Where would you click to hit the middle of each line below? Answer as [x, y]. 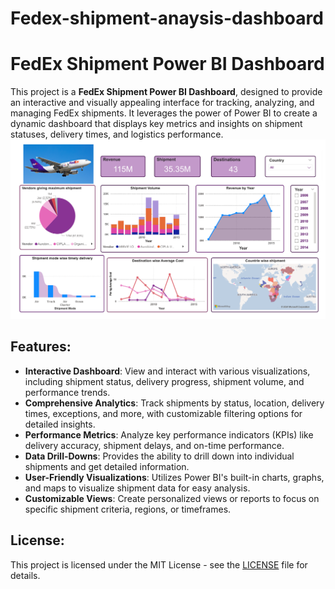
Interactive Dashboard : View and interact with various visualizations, [167, 371]
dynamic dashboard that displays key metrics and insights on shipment [156, 124]
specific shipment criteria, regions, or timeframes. [128, 509]
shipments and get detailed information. [107, 466]
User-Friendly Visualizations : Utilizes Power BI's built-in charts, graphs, [174, 477]
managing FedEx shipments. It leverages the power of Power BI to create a [164, 113]
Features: [41, 347]
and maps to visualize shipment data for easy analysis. [137, 488]
